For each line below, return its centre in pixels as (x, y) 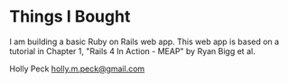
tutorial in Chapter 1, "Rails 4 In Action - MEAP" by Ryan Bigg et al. (132, 51)
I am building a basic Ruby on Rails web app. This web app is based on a (144, 41)
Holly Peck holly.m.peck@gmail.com (77, 69)
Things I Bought (70, 17)
